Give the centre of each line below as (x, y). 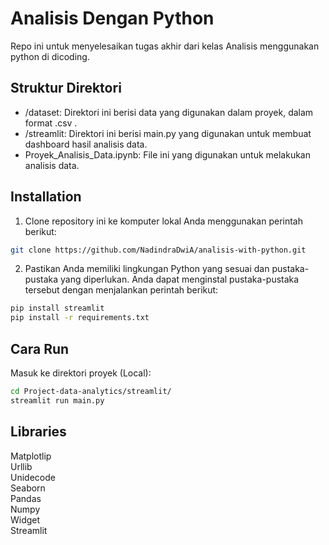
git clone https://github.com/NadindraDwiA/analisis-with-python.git (158, 250)
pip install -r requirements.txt (80, 318)
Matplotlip (31, 456)
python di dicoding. (50, 56)
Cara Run (40, 348)
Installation (46, 197)
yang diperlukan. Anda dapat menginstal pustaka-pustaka (180, 279)
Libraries (38, 432)
